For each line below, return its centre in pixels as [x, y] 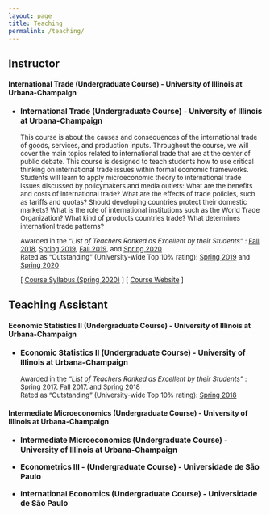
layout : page [30, 16]
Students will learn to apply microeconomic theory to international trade [131, 177]
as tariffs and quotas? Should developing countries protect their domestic [133, 202]
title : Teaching [35, 23]
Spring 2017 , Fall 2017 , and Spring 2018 [80, 386]
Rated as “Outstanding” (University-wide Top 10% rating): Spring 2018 [128, 395]
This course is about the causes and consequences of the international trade [139, 137]
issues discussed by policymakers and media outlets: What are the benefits [136, 186]
